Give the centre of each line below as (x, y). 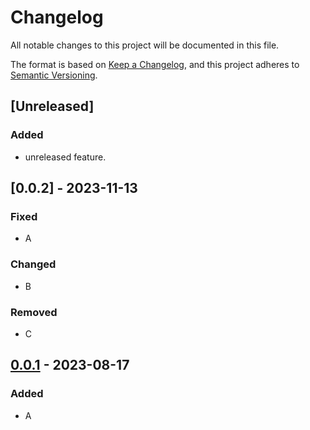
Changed (33, 264)
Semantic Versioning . (54, 75)
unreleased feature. (65, 157)
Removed (34, 312)
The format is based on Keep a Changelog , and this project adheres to (155, 64)
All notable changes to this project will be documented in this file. (145, 45)
